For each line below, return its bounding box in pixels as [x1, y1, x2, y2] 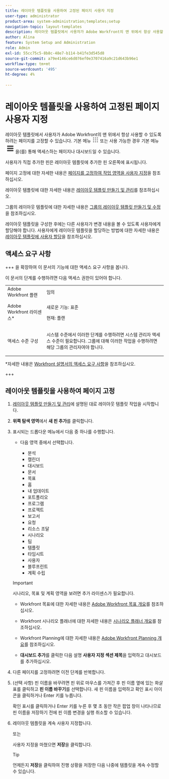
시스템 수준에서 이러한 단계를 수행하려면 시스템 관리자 [46, 332, 151, 337]
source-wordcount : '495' [5, 67, 57, 72]
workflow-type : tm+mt [5, 61, 51, 67]
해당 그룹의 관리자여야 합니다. [46, 344, 104, 350]
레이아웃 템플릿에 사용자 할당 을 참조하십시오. [5, 233, 93, 239]
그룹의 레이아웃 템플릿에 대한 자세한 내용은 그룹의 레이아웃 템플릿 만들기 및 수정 [5, 204, 161, 210]
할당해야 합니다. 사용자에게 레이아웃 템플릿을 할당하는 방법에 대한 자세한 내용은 [5, 227, 160, 233]
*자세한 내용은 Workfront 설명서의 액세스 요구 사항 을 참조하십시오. [5, 361, 136, 367]
